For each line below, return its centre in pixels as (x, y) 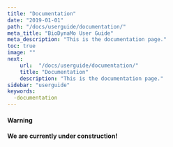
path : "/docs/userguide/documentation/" (67, 26)
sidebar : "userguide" (39, 85)
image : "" (22, 53)
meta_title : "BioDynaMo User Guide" (60, 33)
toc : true (22, 46)
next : (15, 59)
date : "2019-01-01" (36, 20)
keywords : (22, 91)
